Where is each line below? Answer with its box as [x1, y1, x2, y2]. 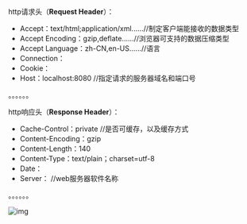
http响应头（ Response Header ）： [8, 107, 120, 117]
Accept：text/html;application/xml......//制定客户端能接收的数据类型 [19, 24, 240, 33]
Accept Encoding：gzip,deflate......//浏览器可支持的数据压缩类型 [19, 34, 230, 43]
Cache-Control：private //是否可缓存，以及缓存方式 [19, 124, 189, 133]
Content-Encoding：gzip [19, 134, 102, 143]
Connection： [19, 54, 65, 63]
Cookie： [19, 64, 51, 73]
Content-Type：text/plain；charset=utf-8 [19, 154, 155, 163]
